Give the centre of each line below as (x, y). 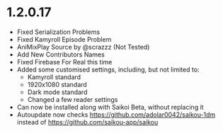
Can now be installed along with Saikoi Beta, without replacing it (110, 107)
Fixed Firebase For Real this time (64, 62)
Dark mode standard (57, 92)
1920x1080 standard (57, 84)
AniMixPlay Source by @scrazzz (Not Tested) (83, 47)
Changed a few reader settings (73, 99)
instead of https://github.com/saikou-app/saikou (87, 122)
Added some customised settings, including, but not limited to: (108, 69)
